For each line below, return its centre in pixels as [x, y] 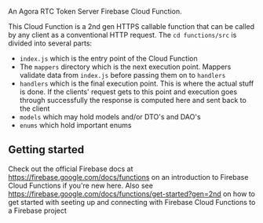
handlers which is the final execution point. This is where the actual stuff [137, 83]
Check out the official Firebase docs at [71, 169]
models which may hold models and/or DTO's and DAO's [110, 117]
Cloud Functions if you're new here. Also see [80, 185]
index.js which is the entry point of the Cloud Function [108, 58]
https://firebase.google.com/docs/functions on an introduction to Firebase [128, 177]
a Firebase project [37, 210]
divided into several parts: [50, 43]
